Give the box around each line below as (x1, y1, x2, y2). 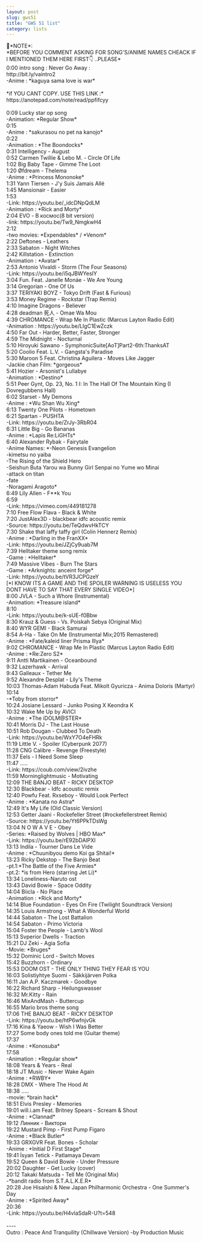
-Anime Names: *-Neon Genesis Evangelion (6, 445, 116, 452)
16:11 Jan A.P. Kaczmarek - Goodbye (6, 978, 97, 985)
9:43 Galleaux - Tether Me (6, 670, 72, 677)
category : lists (6, 25, 47, 32)
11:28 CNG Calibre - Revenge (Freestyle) (6, 747, 107, 754)
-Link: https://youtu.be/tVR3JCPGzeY (6, 573, 99, 581)
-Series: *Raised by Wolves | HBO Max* (6, 830, 106, 838)
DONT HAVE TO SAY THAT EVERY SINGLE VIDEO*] (6, 586, 135, 593)
